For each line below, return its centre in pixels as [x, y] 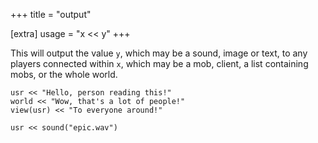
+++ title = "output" [51, 14]
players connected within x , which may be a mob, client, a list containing [159, 63]
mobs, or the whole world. [64, 74]
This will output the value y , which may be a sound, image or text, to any [159, 53]
